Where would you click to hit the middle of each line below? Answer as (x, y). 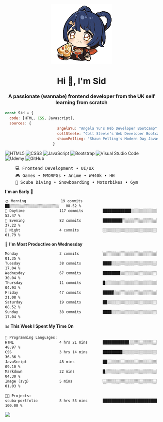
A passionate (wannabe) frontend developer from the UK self (81, 96)
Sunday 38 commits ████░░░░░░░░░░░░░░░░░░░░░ (81, 312)
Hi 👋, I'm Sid (81, 81)
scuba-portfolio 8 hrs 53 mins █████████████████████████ (81, 401)
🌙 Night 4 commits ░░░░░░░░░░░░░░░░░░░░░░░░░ (81, 230)
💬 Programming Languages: (31, 337)
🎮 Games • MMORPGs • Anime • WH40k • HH (65, 176)
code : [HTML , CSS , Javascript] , (42, 118)
